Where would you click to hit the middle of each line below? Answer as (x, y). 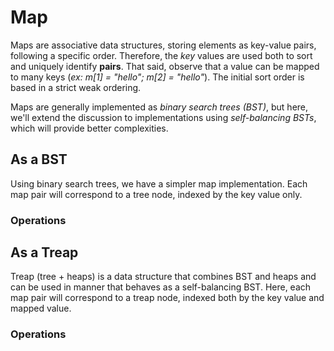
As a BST (39, 159)
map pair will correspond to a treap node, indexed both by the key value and (167, 298)
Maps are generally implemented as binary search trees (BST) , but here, (159, 107)
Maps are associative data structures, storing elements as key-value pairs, (163, 45)
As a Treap (44, 252)
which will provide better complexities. (89, 128)
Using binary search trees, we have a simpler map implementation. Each (159, 183)
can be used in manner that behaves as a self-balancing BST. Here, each (161, 287)
